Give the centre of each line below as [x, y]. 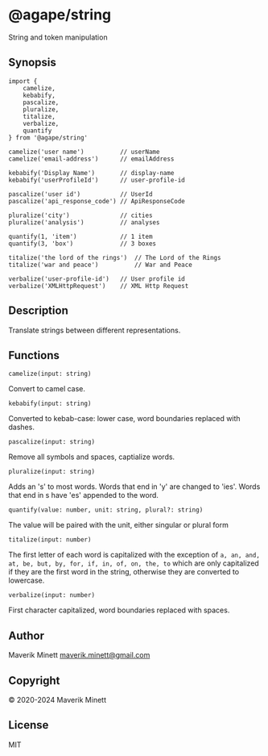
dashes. [21, 427]
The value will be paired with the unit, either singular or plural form [119, 525]
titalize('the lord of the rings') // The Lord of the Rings [115, 257]
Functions [34, 355]
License [29, 725]
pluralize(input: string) [52, 472]
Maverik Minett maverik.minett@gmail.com [79, 655]
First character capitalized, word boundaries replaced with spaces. [119, 610]
